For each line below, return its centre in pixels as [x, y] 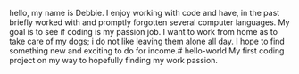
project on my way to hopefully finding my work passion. [114, 60]
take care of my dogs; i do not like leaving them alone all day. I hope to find [147, 41]
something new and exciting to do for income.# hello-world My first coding [147, 51]
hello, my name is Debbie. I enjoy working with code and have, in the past [145, 13]
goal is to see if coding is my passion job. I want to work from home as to [144, 32]
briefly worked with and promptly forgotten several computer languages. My [149, 22]
